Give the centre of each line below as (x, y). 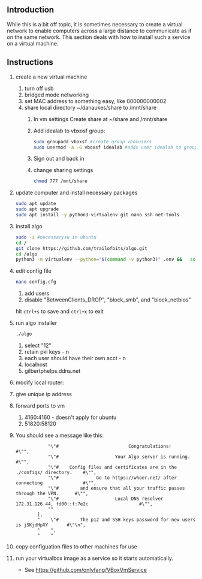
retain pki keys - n (47, 352)
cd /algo (26, 254)
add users (37, 294)
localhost (36, 364)
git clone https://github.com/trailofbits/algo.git (81, 248)
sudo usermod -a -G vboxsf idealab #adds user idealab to (107, 147)
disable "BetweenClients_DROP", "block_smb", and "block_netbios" (108, 300)
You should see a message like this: (60, 435)
